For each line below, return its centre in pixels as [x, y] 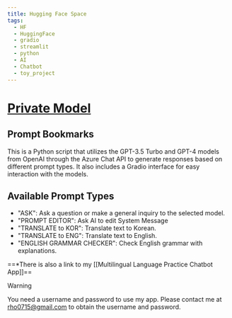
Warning [19, 286]
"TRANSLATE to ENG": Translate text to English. [87, 236]
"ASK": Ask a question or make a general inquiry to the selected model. [121, 213]
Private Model [49, 108]
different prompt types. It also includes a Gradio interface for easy [104, 166]
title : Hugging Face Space [47, 14]
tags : [15, 21]
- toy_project [34, 73]
